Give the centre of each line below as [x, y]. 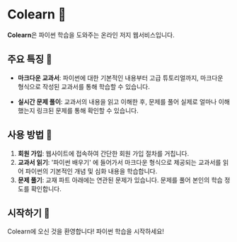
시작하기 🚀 [29, 213]
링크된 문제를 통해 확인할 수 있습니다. [88, 110]
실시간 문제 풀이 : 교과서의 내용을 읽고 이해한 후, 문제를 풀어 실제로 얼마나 [117, 101]
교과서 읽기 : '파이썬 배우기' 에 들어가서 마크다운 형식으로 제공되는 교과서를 [119, 162]
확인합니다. [46, 189]
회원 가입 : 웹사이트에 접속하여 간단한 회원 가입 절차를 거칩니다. [103, 153]
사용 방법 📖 [30, 135]
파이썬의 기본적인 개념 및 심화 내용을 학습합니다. [91, 171]
